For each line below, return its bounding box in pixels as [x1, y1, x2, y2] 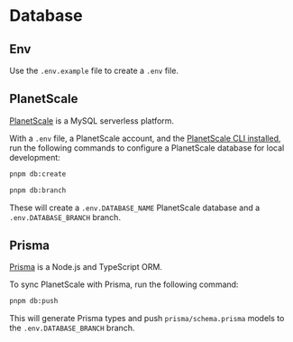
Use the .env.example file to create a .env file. [9, 65, 179, 76]
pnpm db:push [9, 297, 59, 306]
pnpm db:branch [9, 186, 67, 195]
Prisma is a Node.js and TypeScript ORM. [9, 262, 162, 273]
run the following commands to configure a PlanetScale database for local [9, 142, 285, 153]
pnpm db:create [9, 169, 67, 179]
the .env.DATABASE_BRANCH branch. [9, 322, 135, 334]
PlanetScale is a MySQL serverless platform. [9, 115, 174, 126]
